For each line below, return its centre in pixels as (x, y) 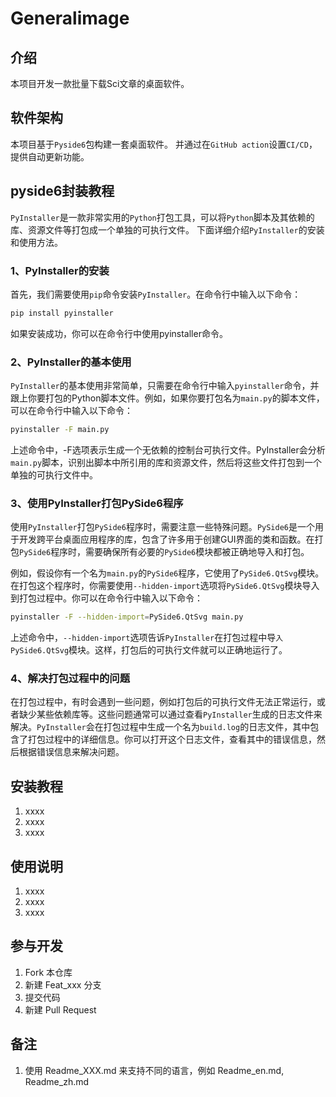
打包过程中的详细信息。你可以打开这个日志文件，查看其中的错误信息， (172, 739)
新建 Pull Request (60, 1009)
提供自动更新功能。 (50, 156)
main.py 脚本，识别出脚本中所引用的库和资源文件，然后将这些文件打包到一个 (166, 462)
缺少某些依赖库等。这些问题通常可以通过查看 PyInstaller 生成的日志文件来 (170, 714)
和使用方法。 (36, 242)
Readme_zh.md (57, 1081)
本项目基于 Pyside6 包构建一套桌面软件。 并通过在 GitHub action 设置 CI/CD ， (164, 144)
